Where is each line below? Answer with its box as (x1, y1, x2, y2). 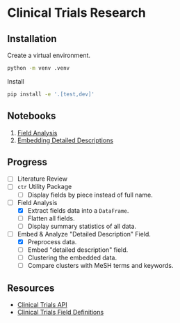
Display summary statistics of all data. (27, 222, 137, 230)
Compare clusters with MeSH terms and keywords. (27, 262, 174, 270)
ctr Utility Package (17, 183, 72, 191)
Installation (7, 33, 57, 45)
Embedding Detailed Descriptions (17, 136, 113, 144)
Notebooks (7, 110, 56, 122)
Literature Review (17, 174, 68, 183)
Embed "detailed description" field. (27, 246, 129, 254)
